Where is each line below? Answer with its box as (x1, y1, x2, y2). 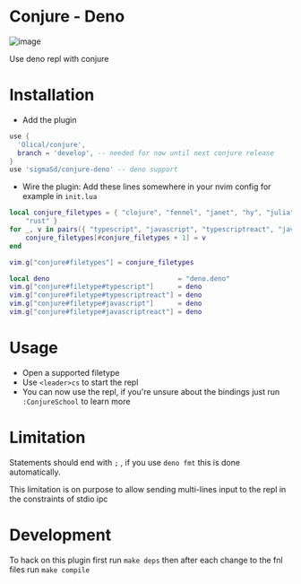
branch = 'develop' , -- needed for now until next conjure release (17, 148, 275, 158)
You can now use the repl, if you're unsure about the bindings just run (21, 386, 280, 397)
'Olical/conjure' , (17, 140, 87, 149)
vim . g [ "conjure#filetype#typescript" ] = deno (9, 283, 202, 292)
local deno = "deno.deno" (9, 274, 230, 283)
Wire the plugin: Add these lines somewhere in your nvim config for (21, 181, 271, 192)
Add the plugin (21, 114, 77, 125)
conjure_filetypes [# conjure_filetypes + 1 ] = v (25, 233, 206, 242)
